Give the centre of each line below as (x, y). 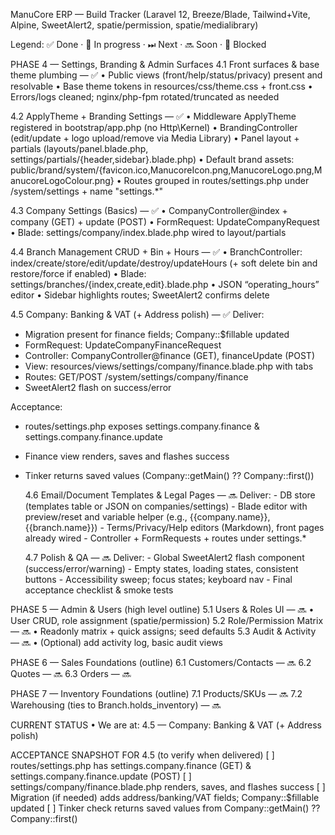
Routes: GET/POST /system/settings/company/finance (136, 377)
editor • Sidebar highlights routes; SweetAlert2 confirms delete (140, 295)
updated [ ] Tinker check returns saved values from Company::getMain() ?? (165, 808)
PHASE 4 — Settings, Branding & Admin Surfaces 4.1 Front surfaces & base (165, 64)
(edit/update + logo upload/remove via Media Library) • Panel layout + (155, 138)
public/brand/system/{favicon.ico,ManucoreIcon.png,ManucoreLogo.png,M (166, 170)
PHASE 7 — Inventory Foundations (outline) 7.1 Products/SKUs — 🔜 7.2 (156, 693)
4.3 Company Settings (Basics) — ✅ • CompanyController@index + (149, 210)
